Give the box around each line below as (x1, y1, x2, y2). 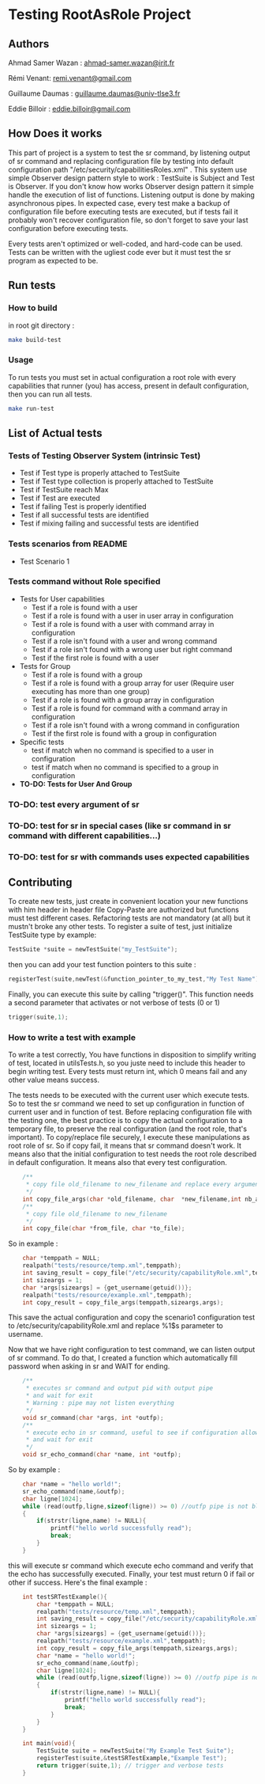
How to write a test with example (8, 1031, 136, 1042)
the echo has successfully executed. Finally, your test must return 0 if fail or (8, 1569, 255, 1578)
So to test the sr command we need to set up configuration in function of (8, 1099, 245, 1109)
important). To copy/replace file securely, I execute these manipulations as (8, 1133, 250, 1142)
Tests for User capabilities (19, 594, 105, 603)
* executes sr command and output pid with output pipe (25, 1384, 214, 1392)
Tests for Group (19, 661, 71, 670)
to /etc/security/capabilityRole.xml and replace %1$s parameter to (8, 1321, 223, 1330)
